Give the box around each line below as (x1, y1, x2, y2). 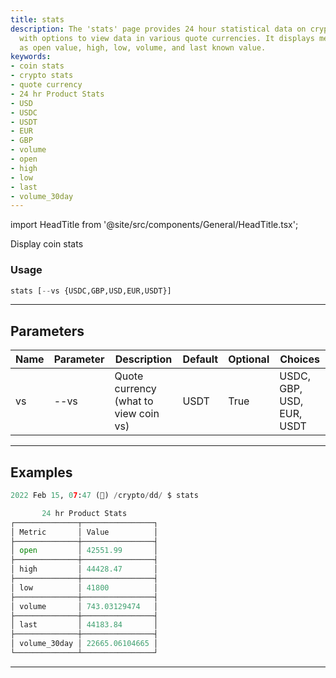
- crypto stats (10, 71, 74, 81)
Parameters (10, 322, 85, 340)
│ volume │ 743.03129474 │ (10, 601, 159, 611)
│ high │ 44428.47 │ (10, 564, 159, 575)
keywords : (10, 52, 52, 62)
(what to (114, 394, 154, 408)
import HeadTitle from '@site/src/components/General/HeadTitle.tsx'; (10, 219, 299, 231)
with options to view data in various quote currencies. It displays (19, 33, 315, 43)
